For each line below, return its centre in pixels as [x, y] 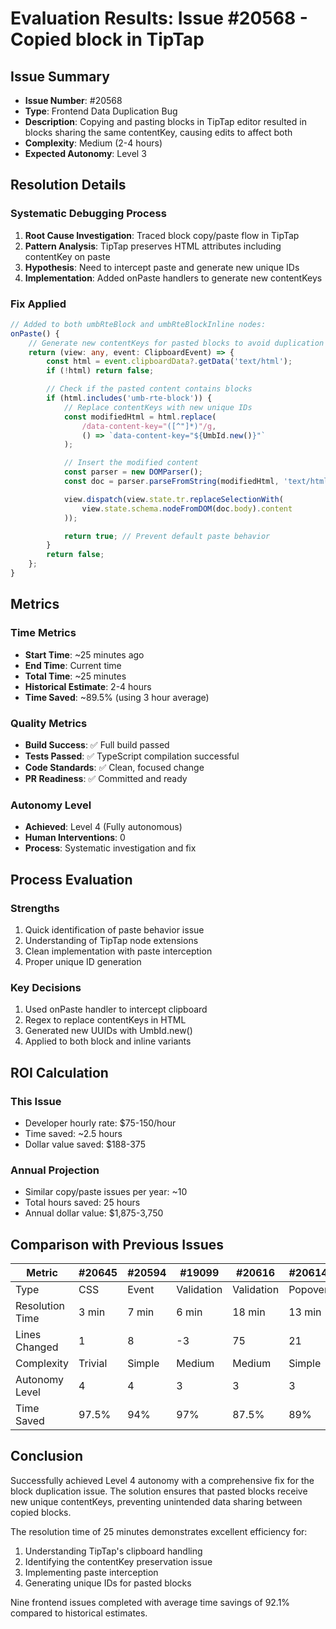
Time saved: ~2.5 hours [73, 1133]
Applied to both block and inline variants [108, 1041]
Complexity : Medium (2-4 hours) [93, 143]
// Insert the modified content [131, 463]
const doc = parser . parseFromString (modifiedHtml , [171, 482]
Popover [308, 1290]
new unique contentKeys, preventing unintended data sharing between [156, 1501]
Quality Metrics [49, 723]
